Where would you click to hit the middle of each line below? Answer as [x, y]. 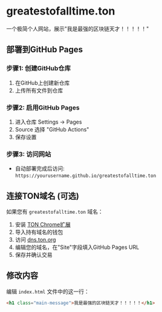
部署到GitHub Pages [45, 50]
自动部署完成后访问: [40, 168]
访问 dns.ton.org [35, 240]
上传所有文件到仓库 [39, 90]
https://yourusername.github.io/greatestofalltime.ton [86, 176]
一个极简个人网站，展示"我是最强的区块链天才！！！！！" [78, 28]
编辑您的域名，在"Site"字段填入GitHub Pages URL [77, 247]
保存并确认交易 [34, 255]
